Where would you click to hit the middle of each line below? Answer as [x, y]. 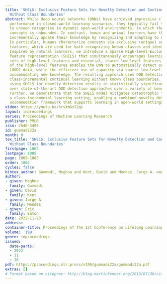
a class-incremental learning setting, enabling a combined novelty [82, 98]
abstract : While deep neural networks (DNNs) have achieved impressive [81, 19]
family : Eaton [24, 214]
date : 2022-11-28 [23, 218]
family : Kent [23, 195]
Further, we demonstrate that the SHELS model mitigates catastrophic [84, 93]
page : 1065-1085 [22, 158]
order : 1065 [17, 162]
